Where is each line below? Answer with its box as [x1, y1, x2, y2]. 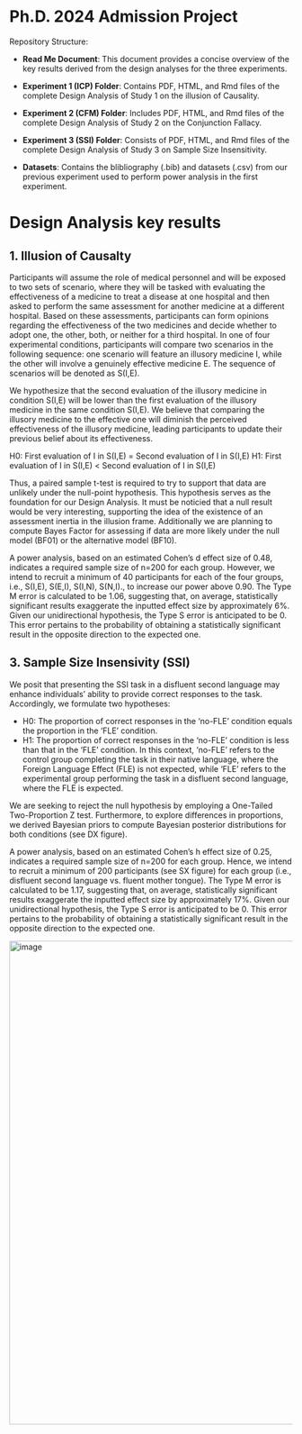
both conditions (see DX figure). [9, 829, 128, 840]
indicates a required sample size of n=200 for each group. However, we [9, 561, 276, 573]
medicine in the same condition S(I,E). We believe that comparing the [9, 404, 265, 415]
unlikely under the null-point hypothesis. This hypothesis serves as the [9, 486, 271, 497]
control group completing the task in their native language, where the [22, 754, 279, 765]
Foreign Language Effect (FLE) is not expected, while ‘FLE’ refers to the [22, 763, 287, 774]
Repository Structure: [9, 36, 89, 47]
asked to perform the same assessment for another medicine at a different [9, 300, 285, 312]
